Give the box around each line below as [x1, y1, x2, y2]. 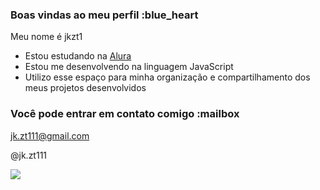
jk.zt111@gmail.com [10, 129, 90, 142]
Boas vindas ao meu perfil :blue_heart [10, 8, 199, 22]
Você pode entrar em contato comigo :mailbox [10, 107, 240, 121]
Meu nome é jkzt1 [10, 31, 83, 43]
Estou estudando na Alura [24, 50, 132, 62]
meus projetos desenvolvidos [24, 82, 147, 94]
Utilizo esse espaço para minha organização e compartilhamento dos [24, 71, 311, 83]
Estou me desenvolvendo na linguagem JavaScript [24, 61, 234, 73]
